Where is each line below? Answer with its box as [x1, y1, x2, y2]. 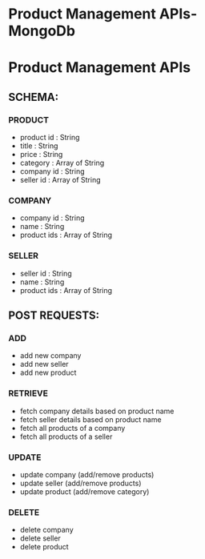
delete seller [19, 533, 62, 543]
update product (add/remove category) [19, 486, 150, 497]
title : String [19, 141, 58, 151]
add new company [19, 351, 82, 360]
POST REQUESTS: [8, 309, 100, 323]
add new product [19, 368, 77, 377]
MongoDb [8, 22, 76, 40]
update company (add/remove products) [19, 469, 155, 479]
